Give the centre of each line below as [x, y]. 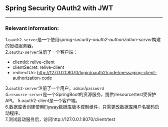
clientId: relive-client [33, 62]
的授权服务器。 [20, 46]
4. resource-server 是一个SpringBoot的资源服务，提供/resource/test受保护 [81, 95]
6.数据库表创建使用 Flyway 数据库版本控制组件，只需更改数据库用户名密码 [80, 107]
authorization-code [32, 78]
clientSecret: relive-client [38, 67]
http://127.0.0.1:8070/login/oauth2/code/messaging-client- [97, 73]
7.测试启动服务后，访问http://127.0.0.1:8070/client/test [60, 120]
